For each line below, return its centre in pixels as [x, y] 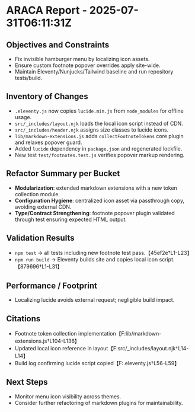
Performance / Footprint [52, 285]
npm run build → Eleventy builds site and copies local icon [86, 260]
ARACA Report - [47, 10]
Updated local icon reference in [53, 349]
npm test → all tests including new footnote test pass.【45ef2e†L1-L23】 [103, 253]
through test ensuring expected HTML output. [71, 219]
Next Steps [27, 382]
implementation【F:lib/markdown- [120, 334]
